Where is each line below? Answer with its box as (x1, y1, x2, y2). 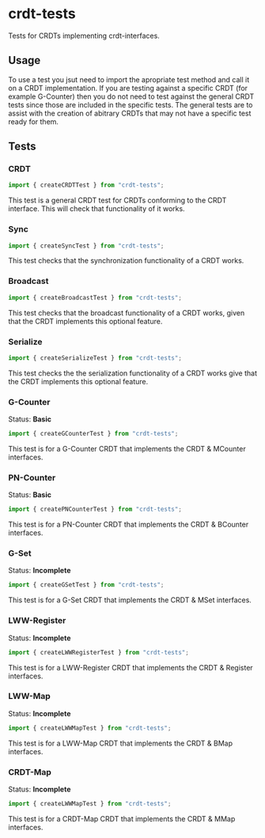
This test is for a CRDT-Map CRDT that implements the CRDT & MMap (8, 813, 236, 823)
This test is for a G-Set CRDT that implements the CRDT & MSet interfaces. (8, 595, 252, 605)
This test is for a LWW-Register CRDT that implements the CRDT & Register (8, 662, 253, 672)
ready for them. (8, 116, 59, 126)
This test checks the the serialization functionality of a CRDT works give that (8, 368, 258, 378)
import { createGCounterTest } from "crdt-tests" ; (8, 430, 179, 438)
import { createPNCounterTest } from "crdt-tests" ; (8, 505, 182, 514)
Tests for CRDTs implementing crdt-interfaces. (8, 31, 160, 40)
